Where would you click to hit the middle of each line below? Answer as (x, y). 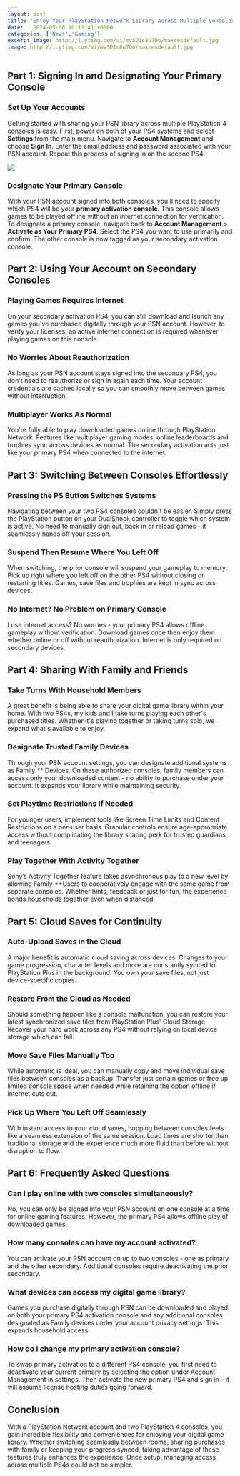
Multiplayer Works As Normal (60, 414)
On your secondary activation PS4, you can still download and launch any (116, 316)
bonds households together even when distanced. (81, 899)
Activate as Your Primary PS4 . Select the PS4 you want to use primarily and (120, 231)
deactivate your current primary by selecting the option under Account (111, 1372)
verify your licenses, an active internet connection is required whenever (113, 331)
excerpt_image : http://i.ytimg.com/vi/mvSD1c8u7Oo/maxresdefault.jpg (113, 41)
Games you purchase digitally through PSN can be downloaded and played (118, 1307)
